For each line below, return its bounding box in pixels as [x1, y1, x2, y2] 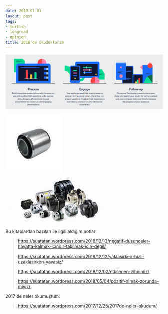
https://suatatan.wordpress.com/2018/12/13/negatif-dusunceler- [17, 238, 150, 244]
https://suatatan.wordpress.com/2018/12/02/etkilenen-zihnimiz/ [17, 268, 150, 274]
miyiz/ [17, 283, 31, 289]
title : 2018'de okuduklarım [5, 40, 64, 45]
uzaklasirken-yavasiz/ [17, 259, 63, 265]
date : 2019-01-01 [5, 8, 42, 13]
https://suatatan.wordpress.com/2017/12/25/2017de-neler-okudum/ [17, 303, 157, 309]
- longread [5, 29, 28, 35]
